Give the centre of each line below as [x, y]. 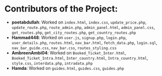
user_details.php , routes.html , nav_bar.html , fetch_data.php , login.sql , [84, 42]
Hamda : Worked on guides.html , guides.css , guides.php [68, 68]
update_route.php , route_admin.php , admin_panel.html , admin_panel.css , [83, 27]
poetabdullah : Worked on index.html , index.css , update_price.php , [79, 22]
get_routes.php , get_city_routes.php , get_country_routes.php [74, 32]
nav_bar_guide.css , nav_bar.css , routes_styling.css [64, 48]
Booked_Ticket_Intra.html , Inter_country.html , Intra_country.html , [80, 58]
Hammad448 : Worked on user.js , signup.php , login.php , [69, 38]
